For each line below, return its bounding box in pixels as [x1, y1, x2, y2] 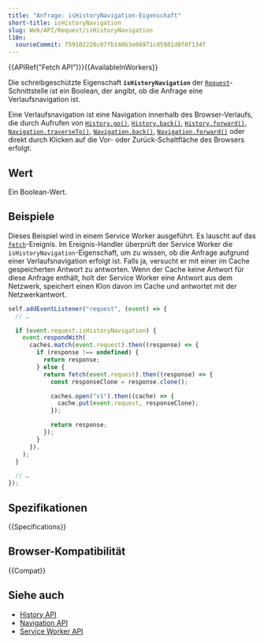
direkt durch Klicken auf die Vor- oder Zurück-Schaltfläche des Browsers [8, 135, 245, 144]
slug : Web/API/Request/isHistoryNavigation [8, 26, 154, 34]
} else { [36, 363, 65, 371]
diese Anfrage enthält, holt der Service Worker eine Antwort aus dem [8, 273, 232, 282]
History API [19, 609, 57, 619]
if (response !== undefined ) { [36, 349, 139, 357]
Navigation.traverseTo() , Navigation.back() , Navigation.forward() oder [8, 127, 245, 136]
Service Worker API [19, 626, 84, 636]
